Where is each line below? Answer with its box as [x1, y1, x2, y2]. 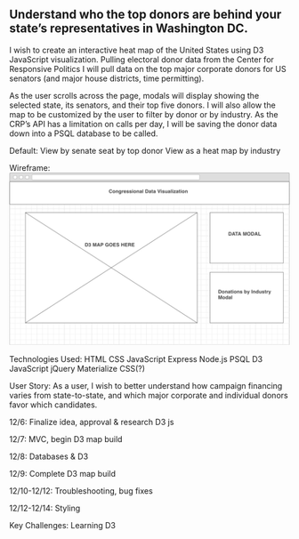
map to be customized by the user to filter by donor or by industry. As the [9, 109, 279, 119]
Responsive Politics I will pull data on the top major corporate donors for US [9, 63, 287, 74]
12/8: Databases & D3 [9, 451, 89, 462]
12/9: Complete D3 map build [9, 468, 117, 479]
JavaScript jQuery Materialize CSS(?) [9, 363, 145, 374]
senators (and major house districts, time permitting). [9, 73, 205, 84]
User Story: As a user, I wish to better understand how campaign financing [9, 380, 283, 390]
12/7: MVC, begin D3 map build [9, 433, 123, 444]
